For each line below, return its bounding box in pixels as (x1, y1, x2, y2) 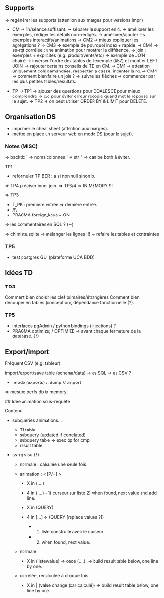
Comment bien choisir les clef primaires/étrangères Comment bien (5, 294, 140, 300)
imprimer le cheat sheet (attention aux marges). (12, 125, 109, 131)
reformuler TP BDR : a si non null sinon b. (12, 173, 95, 179)
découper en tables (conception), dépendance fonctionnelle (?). (5, 299, 135, 305)
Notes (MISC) (5, 143, 38, 150)
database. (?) (12, 333, 39, 339)
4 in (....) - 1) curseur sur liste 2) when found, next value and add (26, 490, 157, 496)
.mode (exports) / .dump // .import (12, 380, 82, 385)
